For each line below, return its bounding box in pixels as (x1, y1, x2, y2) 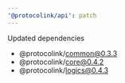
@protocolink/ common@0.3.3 (18, 48, 118, 58)
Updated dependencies (7, 33, 85, 43)
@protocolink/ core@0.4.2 (18, 57, 104, 66)
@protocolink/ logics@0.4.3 (18, 65, 109, 75)
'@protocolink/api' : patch (7, 11, 97, 20)
